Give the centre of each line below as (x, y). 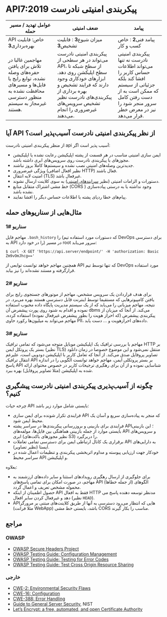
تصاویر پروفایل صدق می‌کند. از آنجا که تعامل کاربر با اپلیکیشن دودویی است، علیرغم (82, 355)
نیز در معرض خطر (137, 109)
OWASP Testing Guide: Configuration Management (65, 554)
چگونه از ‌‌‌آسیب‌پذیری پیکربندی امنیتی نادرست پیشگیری (79, 386)
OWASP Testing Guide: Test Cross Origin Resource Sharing (73, 564)
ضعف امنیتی (85, 28)
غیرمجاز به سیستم (27, 103)
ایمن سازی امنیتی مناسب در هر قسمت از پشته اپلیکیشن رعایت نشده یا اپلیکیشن (87, 155)
